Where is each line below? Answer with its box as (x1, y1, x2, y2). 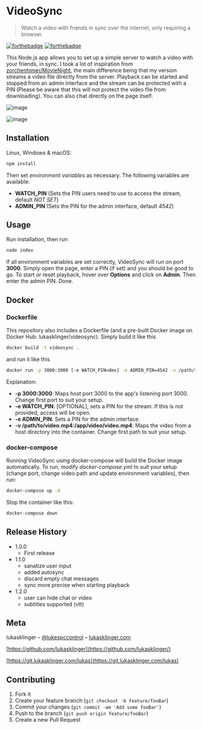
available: (6, 178, 30, 185)
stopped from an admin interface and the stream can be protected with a (6, 79, 186, 87)
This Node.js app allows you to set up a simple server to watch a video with (6, 54, 194, 61)
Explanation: (6, 378, 37, 385)
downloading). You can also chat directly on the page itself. (6, 92, 153, 99)
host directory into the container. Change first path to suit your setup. (14, 428, 187, 435)
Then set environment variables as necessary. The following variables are (6, 172, 189, 179)
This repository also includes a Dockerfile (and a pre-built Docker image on (6, 327, 193, 333)
